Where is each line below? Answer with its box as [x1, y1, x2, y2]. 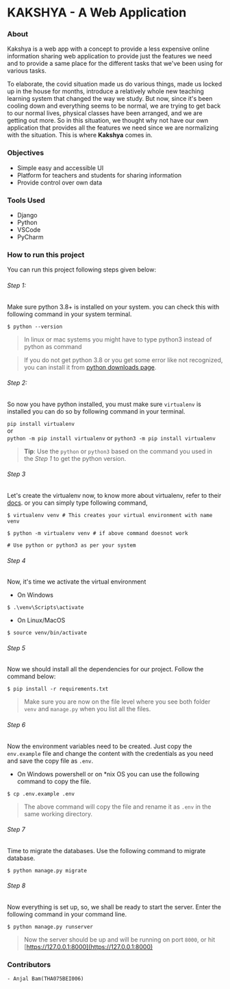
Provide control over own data [16, 178, 103, 187]
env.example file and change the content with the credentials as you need [7, 749, 214, 757]
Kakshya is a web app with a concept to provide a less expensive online [7, 45, 210, 53]
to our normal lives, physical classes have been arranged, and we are [7, 109, 203, 117]
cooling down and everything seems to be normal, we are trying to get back [7, 102, 221, 110]
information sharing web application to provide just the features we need [7, 52, 212, 60]
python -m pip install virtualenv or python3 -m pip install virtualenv [7, 433, 216, 442]
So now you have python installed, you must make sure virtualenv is [7, 400, 202, 408]
